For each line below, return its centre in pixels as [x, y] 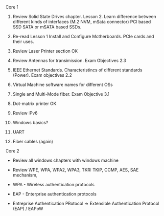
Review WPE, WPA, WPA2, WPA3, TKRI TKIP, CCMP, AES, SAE [76, 170]
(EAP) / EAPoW [28, 209]
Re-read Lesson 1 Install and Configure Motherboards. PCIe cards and [83, 36]
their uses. [23, 42]
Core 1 [12, 7]
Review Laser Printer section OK [45, 51]
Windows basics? [30, 122]
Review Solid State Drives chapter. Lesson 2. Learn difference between [84, 16]
